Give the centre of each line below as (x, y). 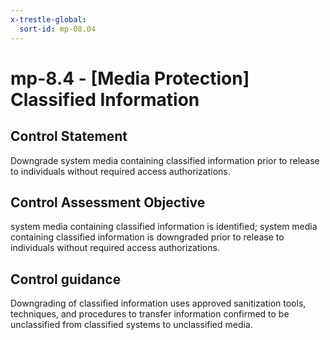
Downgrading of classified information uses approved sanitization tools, (158, 303)
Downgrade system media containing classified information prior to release (165, 160)
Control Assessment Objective (108, 202)
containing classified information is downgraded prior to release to (147, 237)
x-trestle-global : (48, 19)
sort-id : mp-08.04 (58, 29)
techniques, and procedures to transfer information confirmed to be (150, 314)
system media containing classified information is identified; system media (164, 227)
